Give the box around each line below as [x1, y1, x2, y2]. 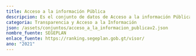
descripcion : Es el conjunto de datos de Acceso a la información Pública [6, 14, 192, 20]
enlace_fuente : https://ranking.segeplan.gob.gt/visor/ [6, 36, 145, 41]
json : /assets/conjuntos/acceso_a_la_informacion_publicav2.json [6, 24, 168, 31]
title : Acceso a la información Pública [6, 8, 106, 15]
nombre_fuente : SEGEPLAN [6, 30, 66, 36]
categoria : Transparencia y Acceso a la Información [6, 19, 137, 25]
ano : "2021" [6, 41, 35, 47]
